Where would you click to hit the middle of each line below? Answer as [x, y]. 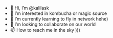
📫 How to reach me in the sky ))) [45, 30]
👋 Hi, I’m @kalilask [30, 8]
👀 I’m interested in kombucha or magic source [59, 13]
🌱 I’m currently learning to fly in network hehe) [59, 19]
